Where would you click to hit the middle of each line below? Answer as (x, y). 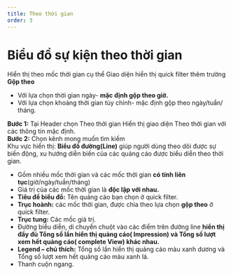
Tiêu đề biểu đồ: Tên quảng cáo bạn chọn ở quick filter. (98, 197)
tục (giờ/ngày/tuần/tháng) (54, 182)
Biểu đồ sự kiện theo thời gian (95, 55)
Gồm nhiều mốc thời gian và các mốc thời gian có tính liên (101, 175)
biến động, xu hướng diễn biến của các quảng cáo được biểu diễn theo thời (115, 154)
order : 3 (20, 20)
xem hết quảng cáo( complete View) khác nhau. (88, 242)
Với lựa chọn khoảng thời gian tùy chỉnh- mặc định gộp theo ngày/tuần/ (120, 103)
